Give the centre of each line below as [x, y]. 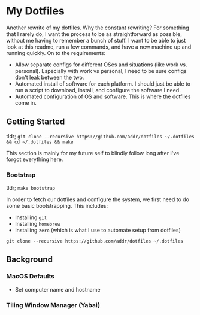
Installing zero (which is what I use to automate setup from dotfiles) [98, 230]
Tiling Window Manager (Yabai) [53, 305]
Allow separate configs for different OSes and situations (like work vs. [101, 65]
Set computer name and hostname [57, 289]
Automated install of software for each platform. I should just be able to [102, 84]
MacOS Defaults [31, 277]
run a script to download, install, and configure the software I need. [98, 90]
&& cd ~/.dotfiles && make [40, 142]
